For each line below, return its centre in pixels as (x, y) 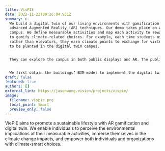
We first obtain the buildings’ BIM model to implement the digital (81, 73)
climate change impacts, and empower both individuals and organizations (80, 139)
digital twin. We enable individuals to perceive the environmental (70, 128)
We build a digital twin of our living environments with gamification (84, 23)
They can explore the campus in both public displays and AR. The (79, 60)
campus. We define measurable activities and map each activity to (80, 32)
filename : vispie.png (32, 100)
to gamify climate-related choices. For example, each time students (82, 37)
